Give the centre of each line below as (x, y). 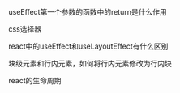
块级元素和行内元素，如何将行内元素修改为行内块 (90, 63)
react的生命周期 (35, 80)
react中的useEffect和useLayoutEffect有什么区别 (88, 46)
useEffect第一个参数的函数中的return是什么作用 (88, 12)
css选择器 (25, 29)
